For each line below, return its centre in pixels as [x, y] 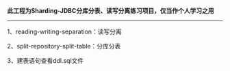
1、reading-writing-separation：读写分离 [64, 31]
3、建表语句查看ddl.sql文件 [46, 60]
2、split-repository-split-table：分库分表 [64, 46]
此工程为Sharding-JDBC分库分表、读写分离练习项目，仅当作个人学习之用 [111, 11]
